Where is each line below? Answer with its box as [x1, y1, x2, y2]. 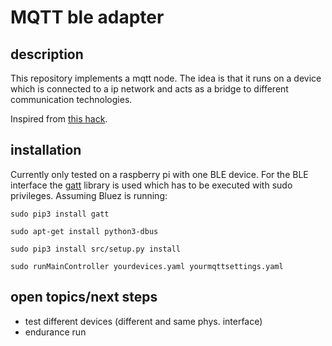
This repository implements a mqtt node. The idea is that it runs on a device [10, 72, 322, 84]
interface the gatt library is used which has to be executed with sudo [10, 179, 293, 191]
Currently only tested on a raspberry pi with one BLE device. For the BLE [10, 168, 309, 180]
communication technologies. [10, 94, 133, 105]
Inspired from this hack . [10, 113, 108, 125]
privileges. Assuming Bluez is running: [10, 189, 168, 201]
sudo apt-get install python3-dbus [10, 226, 159, 236]
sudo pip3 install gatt [10, 209, 110, 219]
